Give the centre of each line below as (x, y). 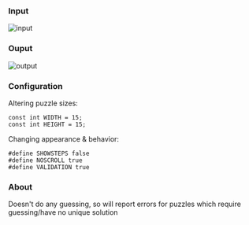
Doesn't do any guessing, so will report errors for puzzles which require (125, 204)
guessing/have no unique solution (63, 212)
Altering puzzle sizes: (43, 103)
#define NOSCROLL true (45, 160)
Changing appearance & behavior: (64, 138)
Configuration (35, 86)
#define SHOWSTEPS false (49, 153)
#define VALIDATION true (49, 167)
